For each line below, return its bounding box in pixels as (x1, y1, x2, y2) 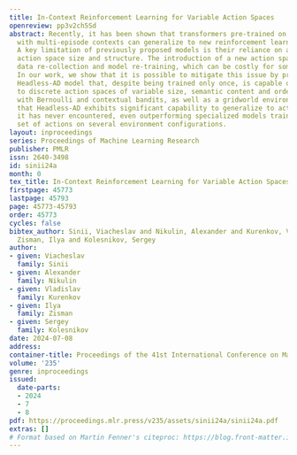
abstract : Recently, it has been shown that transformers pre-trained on (9, 29, 287, 38)
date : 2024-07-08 (9, 334, 73, 343)
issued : (9, 375, 38, 384)
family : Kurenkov (17, 293, 81, 302)
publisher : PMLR (9, 144, 69, 153)
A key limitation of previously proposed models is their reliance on (17, 46, 283, 55)
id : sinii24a (9, 161, 57, 170)
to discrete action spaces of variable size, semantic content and (17, 87, 271, 96)
